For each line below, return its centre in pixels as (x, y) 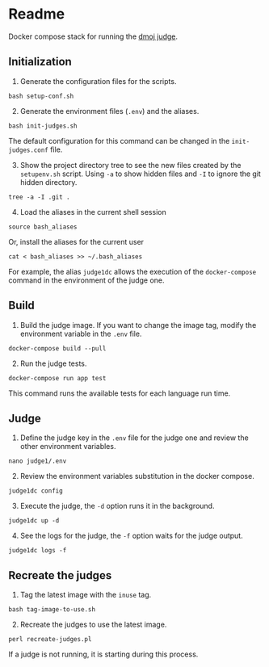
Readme (37, 14)
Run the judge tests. (53, 363)
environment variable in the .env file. (81, 333)
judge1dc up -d (34, 521)
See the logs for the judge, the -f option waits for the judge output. (132, 536)
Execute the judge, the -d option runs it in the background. (117, 506)
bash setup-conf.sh (41, 96)
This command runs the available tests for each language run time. (120, 393)
